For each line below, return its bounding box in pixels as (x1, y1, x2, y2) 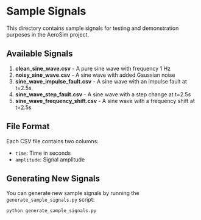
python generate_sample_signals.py (6, 208, 97, 214)
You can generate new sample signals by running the (6, 190, 139, 197)
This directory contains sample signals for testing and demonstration (6, 24, 179, 32)
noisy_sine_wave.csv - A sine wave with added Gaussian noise (15, 71, 175, 79)
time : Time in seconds (15, 149, 71, 157)
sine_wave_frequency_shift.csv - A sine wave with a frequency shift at (15, 97, 195, 104)
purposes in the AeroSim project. (6, 30, 90, 38)
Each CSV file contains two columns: (6, 137, 99, 144)
